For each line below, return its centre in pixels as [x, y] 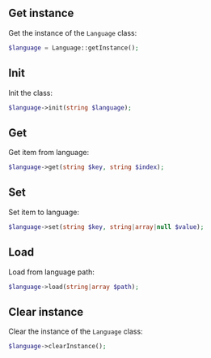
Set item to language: [44, 212]
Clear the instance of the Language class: [76, 331]
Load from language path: [52, 272]
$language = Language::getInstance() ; [74, 48]
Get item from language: [49, 153]
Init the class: [30, 93]
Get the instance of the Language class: [73, 32]
